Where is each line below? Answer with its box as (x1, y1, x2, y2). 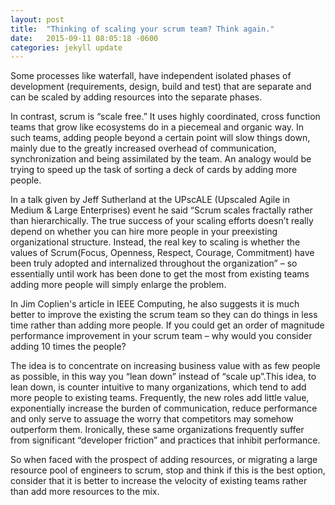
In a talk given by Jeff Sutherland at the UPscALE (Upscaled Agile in (10, 194, 290, 206)
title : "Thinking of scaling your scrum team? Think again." (10, 24, 275, 34)
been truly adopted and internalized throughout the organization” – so (10, 257, 298, 270)
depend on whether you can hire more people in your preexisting (10, 226, 278, 238)
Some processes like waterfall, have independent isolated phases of (10, 70, 292, 82)
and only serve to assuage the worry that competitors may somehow (10, 413, 294, 425)
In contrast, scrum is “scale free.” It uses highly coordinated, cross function (10, 111, 321, 123)
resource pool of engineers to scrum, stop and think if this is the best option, (10, 464, 326, 476)
